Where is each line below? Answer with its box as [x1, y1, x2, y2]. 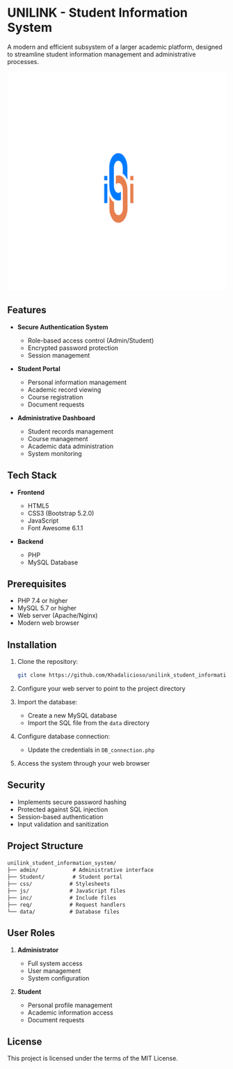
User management [27, 966, 81, 975]
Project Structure [7, 840, 83, 852]
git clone [17, 672, 47, 679]
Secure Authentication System [17, 322, 109, 331]
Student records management [27, 427, 113, 436]
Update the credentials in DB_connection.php [27, 746, 155, 754]
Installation [7, 639, 57, 651]
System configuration [27, 974, 90, 982]
